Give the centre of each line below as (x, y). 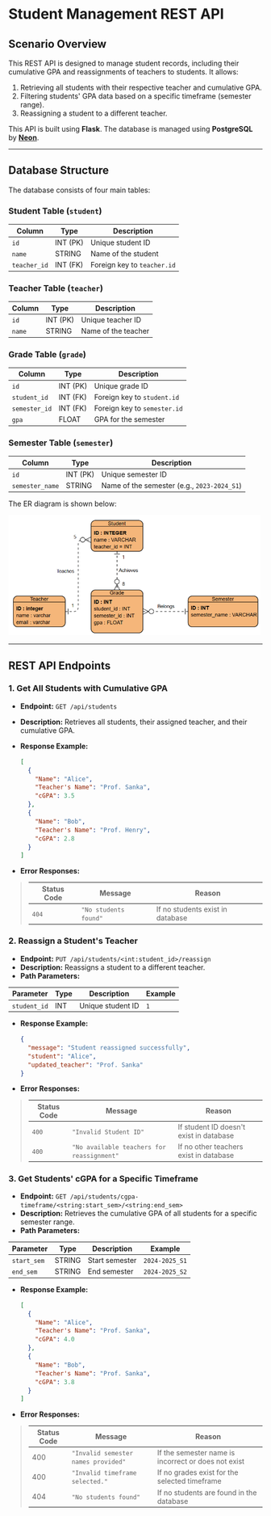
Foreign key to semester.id (138, 408)
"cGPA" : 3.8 (55, 1382)
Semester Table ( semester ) (61, 443)
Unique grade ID (121, 385)
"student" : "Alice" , (62, 1056)
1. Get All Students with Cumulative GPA (88, 689)
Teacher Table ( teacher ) (56, 288)
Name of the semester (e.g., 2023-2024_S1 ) (171, 486)
